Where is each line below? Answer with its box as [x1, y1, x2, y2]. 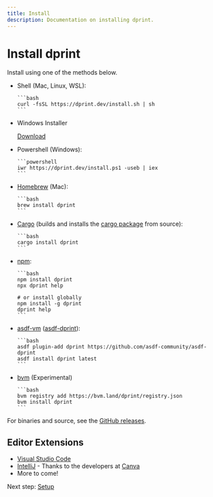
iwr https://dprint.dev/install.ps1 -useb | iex [16, 165, 158, 172]
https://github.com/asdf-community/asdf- [87, 344, 207, 351]
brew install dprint [16, 202, 76, 209]
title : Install [7, 10, 51, 17]
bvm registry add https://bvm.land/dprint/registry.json [16, 393, 183, 400]
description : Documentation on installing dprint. [7, 16, 154, 23]
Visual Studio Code [16, 455, 72, 463]
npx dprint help [16, 282, 63, 290]
